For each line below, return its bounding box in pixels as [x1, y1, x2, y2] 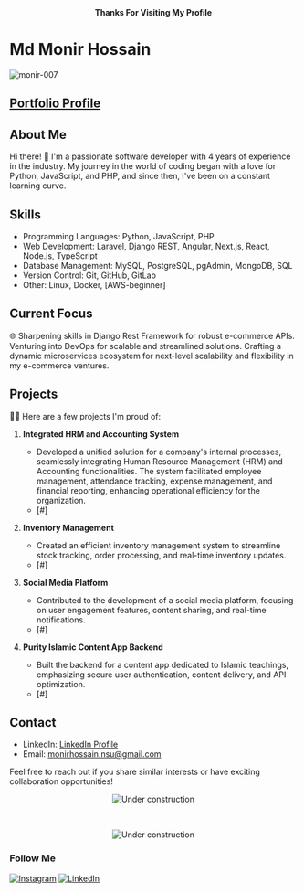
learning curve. [9, 180, 67, 191]
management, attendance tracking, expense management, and [36, 475, 273, 486]
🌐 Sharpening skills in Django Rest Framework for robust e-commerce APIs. [9, 330, 295, 341]
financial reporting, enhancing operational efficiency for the [36, 484, 260, 495]
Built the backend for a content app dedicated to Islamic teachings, [36, 659, 289, 670]
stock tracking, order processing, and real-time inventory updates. [36, 549, 287, 560]
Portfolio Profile [9, 96, 101, 112]
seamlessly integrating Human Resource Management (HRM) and [36, 455, 283, 467]
